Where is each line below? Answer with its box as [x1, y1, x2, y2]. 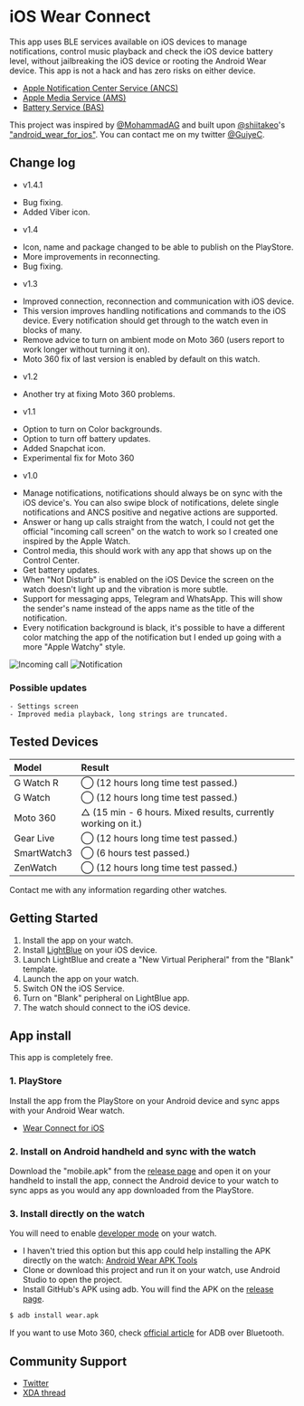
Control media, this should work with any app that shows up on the [22, 545, 272, 556]
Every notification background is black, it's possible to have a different [22, 622, 285, 632]
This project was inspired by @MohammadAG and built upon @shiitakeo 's [9, 119, 286, 130]
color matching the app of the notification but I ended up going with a [22, 632, 282, 642]
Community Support [9, 1354, 128, 1369]
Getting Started [9, 911, 99, 926]
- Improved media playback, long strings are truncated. [9, 710, 229, 719]
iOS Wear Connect [9, 6, 151, 27]
